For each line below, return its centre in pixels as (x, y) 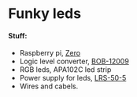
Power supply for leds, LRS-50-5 (73, 78)
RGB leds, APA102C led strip (65, 70)
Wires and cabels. (49, 86)
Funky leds (44, 14)
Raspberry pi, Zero (50, 53)
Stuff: (18, 35)
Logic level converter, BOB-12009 (74, 61)
